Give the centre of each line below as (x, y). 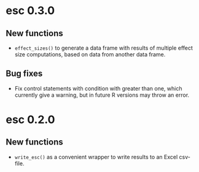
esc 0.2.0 (30, 119)
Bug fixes (24, 74)
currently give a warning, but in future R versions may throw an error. (102, 95)
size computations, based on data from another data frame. (90, 54)
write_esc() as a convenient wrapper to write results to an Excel (96, 157)
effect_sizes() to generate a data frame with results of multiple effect (103, 48)
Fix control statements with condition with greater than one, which (98, 88)
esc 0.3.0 (30, 11)
